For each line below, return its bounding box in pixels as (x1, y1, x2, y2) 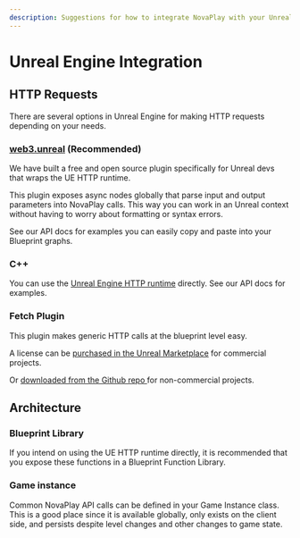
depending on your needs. (9, 120, 107, 130)
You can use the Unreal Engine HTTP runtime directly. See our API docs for (9, 278, 286, 289)
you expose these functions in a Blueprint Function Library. (9, 457, 226, 467)
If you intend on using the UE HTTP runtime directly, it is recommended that (9, 448, 287, 458)
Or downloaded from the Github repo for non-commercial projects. (9, 374, 254, 385)
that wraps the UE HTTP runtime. (9, 172, 131, 183)
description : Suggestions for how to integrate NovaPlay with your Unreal (9, 13, 294, 22)
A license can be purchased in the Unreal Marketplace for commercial (9, 348, 267, 358)
